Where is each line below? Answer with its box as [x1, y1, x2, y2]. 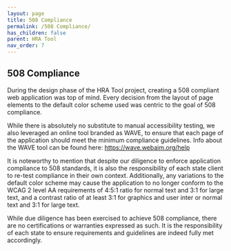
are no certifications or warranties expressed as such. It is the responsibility [7, 221, 223, 230]
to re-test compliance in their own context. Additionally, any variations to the [7, 171, 224, 179]
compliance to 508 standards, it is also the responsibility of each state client [7, 163, 224, 172]
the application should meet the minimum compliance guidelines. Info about [7, 136, 223, 144]
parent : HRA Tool [7, 36, 57, 43]
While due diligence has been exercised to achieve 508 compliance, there [7, 214, 217, 222]
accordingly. [7, 236, 43, 244]
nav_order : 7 [7, 42, 45, 49]
